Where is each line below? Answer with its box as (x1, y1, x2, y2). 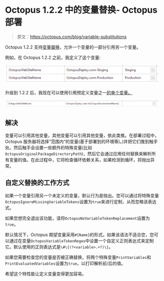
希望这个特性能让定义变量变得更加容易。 (5, 271, 86, 277)
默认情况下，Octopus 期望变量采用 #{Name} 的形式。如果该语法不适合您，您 (5, 232, 154, 238)
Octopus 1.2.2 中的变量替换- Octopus (5, 4, 158, 16)
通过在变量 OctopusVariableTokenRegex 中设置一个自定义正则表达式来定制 (9, 238, 154, 243)
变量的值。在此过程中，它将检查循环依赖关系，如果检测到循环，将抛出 (9, 157, 150, 163)
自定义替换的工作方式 (5, 179, 69, 187)
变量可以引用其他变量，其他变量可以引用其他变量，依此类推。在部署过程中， (5, 132, 159, 138)
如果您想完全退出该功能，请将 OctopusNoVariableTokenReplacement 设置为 (5, 215, 150, 221)
